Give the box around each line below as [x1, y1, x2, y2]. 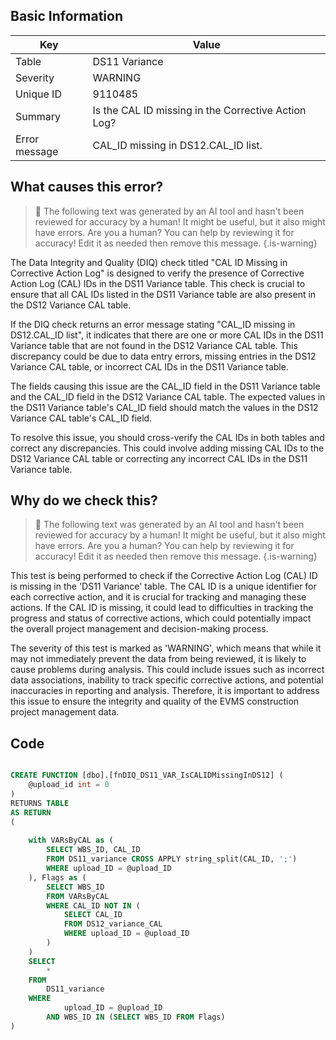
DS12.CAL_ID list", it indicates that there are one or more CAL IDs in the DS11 [10, 329, 324, 341]
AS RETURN [10, 807, 52, 818]
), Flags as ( [28, 872, 87, 883]
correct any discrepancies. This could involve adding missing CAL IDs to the [10, 442, 325, 454]
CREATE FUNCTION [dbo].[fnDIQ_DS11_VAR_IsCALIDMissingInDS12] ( [10, 770, 284, 781]
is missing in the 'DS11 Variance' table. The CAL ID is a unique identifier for [10, 580, 317, 593]
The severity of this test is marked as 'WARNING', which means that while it [10, 642, 322, 654]
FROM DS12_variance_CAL [63, 919, 163, 929]
